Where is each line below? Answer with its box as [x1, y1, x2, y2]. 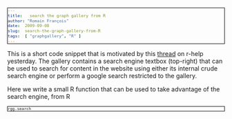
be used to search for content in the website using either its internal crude [7, 64, 218, 73]
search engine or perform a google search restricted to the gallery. [7, 72, 197, 80]
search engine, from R [7, 93, 70, 101]
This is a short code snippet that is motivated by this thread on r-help [7, 50, 204, 58]
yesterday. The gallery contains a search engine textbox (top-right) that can [7, 57, 223, 66]
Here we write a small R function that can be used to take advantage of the [7, 85, 220, 93]
